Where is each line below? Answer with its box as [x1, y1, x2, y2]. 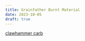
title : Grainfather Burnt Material [5, 7, 80, 12]
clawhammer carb [5, 30, 43, 36]
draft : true [5, 16, 30, 21]
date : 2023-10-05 [5, 12, 42, 17]
